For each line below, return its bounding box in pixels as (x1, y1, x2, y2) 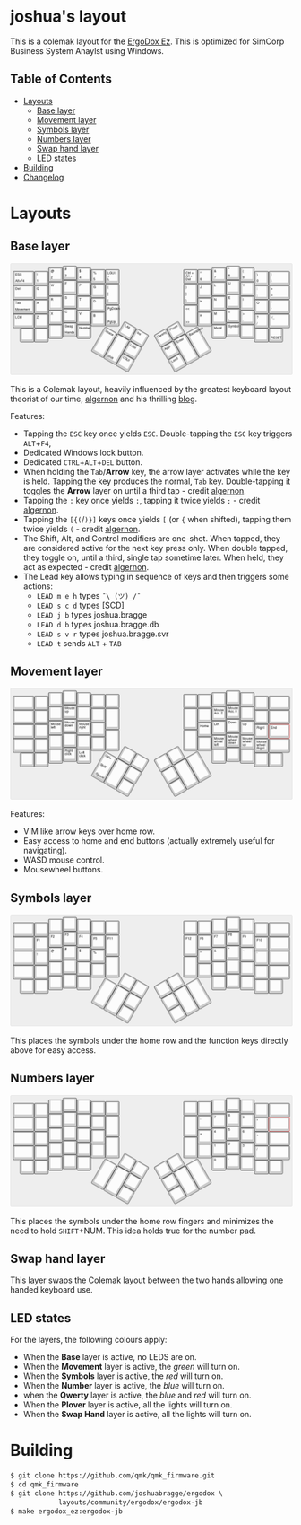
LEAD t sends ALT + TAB (36, 637, 122, 648)
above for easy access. (10, 1044, 97, 1056)
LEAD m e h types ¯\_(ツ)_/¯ (36, 590, 142, 600)
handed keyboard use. (10, 1284, 93, 1295)
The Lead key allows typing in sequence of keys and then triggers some (22, 571, 289, 582)
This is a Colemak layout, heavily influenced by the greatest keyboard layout (10, 383, 292, 394)
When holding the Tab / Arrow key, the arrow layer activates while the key (22, 466, 290, 477)
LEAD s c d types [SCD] (36, 600, 125, 610)
